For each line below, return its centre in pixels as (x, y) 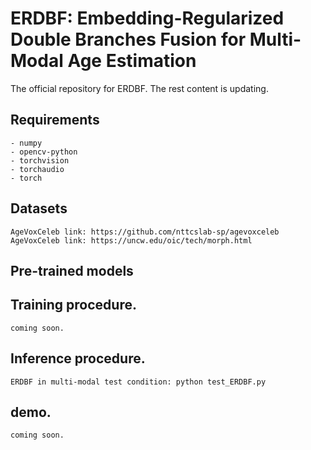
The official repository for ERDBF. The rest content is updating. (139, 88)
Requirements (55, 120)
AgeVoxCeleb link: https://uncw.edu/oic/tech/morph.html (131, 240)
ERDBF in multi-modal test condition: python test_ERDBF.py (138, 382)
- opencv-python (44, 152)
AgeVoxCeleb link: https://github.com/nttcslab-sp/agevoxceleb (145, 232)
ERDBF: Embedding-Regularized (147, 18)
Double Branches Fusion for (128, 39)
